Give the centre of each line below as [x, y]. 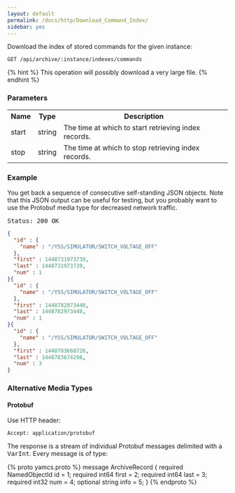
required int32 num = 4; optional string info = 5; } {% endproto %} [102, 482]
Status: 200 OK [33, 221]
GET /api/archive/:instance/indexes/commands [74, 60]
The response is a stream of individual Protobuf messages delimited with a [115, 446]
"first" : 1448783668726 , [51, 351]
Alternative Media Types [50, 388]
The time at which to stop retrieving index [131, 148]
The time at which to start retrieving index [132, 127]
